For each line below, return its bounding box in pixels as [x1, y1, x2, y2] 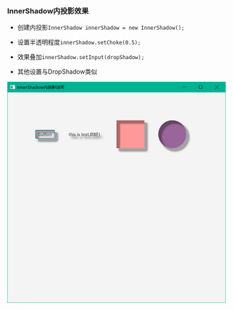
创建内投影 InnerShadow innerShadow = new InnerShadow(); [17, 23, 185, 32]
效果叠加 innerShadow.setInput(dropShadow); [17, 53, 145, 61]
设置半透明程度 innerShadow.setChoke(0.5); [17, 38, 141, 47]
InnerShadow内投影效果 [7, 6, 89, 15]
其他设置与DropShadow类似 [17, 67, 98, 76]
